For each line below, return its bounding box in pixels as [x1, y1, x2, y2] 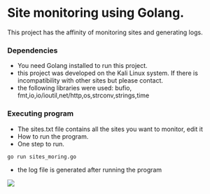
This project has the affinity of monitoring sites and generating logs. [7, 28, 203, 36]
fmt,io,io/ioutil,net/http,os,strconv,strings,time [17, 91, 150, 99]
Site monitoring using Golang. [7, 5, 184, 21]
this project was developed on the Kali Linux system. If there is [17, 69, 198, 78]
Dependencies [7, 46, 58, 55]
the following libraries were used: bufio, [17, 84, 132, 92]
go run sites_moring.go [7, 153, 77, 160]
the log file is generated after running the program [17, 165, 162, 174]
